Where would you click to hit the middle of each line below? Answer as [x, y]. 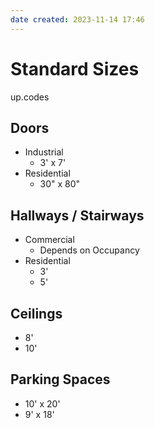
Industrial [44, 152]
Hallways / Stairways [77, 215]
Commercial [49, 240]
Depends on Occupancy [89, 250]
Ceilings [36, 313]
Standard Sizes [75, 68]
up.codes [30, 97]
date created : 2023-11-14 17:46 [77, 19]
